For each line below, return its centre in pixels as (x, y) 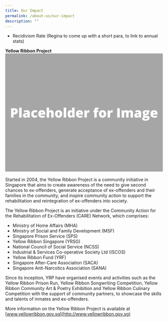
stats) (18, 41)
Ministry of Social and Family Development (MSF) (63, 231)
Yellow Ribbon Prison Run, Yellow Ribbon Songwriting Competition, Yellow (81, 283)
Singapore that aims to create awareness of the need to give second (76, 185)
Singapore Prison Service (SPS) (45, 236)
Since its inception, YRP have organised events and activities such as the (80, 278)
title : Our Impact (24, 10)
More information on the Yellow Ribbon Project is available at (68, 309)
